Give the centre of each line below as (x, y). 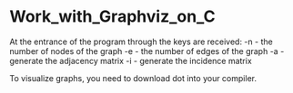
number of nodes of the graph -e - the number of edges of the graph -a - (147, 51)
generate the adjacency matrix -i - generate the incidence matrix (131, 60)
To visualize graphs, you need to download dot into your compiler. (133, 78)
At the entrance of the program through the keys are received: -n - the (141, 42)
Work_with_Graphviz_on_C (112, 17)
